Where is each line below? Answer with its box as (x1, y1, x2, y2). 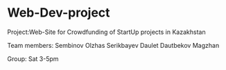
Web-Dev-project (7, 5, 110, 21)
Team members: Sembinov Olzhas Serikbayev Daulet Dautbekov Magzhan (7, 41, 220, 49)
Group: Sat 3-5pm (7, 54, 59, 63)
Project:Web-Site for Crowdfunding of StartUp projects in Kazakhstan (7, 28, 206, 36)
